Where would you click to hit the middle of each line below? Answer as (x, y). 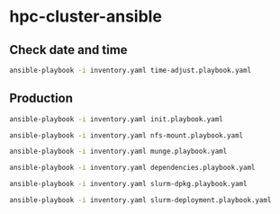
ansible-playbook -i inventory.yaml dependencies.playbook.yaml (132, 168)
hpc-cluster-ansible (86, 17)
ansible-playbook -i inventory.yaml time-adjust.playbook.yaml (131, 70)
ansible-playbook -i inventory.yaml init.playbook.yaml (116, 119)
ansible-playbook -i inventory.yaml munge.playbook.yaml (118, 152)
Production (41, 98)
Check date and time (68, 50)
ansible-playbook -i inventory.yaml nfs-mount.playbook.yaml (126, 135)
